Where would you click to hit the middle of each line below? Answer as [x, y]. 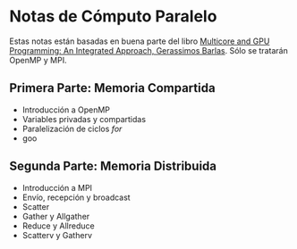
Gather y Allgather [56, 216]
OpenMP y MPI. [38, 60]
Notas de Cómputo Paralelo [113, 17]
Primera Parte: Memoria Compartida [113, 88]
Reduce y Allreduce [59, 226]
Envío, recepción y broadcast [76, 197]
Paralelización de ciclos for [72, 129]
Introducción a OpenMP [66, 110]
